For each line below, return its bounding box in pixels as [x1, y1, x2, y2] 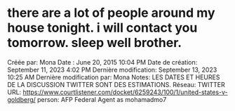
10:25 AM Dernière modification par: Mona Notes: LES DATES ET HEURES [7, 72, 220, 81]
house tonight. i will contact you [7, 20, 198, 36]
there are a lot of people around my [7, 5, 215, 21]
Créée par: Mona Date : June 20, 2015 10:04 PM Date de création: [7, 58, 198, 66]
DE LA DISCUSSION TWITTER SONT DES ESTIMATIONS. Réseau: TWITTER [7, 80, 226, 89]
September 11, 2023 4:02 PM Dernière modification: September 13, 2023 [7, 65, 217, 74]
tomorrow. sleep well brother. [7, 35, 182, 51]
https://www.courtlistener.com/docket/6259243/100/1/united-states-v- [22, 88, 228, 96]
